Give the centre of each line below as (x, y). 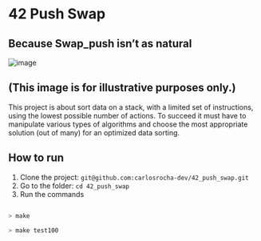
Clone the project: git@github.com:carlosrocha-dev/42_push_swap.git (134, 177)
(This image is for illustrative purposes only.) (122, 88)
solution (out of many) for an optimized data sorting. (94, 132)
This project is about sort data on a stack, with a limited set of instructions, (131, 107)
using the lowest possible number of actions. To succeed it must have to (127, 115)
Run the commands (52, 194)
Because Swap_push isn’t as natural (100, 44)
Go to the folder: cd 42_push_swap (75, 186)
